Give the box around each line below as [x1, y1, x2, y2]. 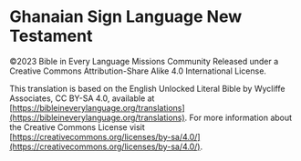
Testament [9, 25, 93, 46]
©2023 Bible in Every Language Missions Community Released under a [9, 55, 279, 66]
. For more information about [184, 112, 293, 123]
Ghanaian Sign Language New [9, 6, 243, 27]
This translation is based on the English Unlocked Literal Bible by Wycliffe [9, 83, 285, 94]
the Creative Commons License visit [9, 121, 146, 133]
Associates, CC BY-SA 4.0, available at [9, 93, 155, 104]
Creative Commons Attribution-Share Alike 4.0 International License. [9, 65, 267, 76]
